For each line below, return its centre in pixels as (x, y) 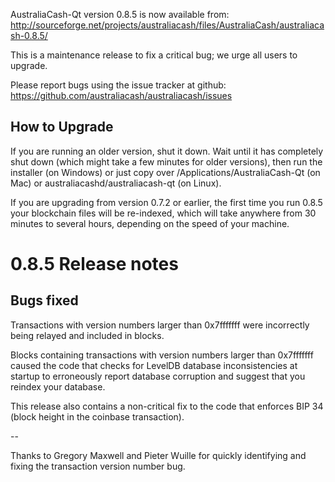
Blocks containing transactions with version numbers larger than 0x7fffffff (162, 355)
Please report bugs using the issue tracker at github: (118, 85)
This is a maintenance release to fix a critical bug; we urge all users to (154, 55)
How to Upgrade (62, 127)
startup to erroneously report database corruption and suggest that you (158, 376)
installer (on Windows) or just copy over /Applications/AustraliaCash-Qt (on (165, 172)
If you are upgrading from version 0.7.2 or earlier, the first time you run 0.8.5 (166, 202)
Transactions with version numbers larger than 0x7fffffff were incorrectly (160, 325)
